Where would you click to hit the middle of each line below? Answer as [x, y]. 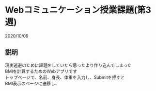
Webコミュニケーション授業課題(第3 [78, 10]
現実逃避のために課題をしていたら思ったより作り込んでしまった [69, 65]
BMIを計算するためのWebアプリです [41, 71]
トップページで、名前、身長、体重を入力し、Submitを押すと [65, 77]
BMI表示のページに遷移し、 [32, 83]
